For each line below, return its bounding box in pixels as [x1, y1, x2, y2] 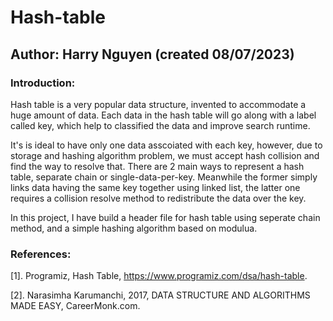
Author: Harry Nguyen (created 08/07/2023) [10, 46, 295, 63]
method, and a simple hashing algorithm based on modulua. [10, 222, 258, 234]
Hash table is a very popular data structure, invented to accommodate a [10, 98, 307, 110]
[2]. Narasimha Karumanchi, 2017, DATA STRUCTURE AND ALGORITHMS [10, 289, 311, 301]
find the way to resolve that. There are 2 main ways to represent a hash [10, 160, 305, 172]
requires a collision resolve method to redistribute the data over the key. [10, 192, 307, 204]
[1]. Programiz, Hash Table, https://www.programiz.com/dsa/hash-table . [10, 270, 308, 282]
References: [10, 247, 72, 261]
